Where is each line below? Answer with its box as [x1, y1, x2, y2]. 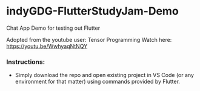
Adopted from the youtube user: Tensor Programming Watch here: [6, 36, 172, 43]
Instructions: [6, 58, 45, 66]
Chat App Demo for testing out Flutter [6, 24, 101, 32]
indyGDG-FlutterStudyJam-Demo [6, 4, 179, 18]
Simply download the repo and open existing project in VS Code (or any [15, 72, 194, 79]
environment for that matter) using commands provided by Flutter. [15, 78, 181, 86]
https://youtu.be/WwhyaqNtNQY [6, 42, 88, 50]
